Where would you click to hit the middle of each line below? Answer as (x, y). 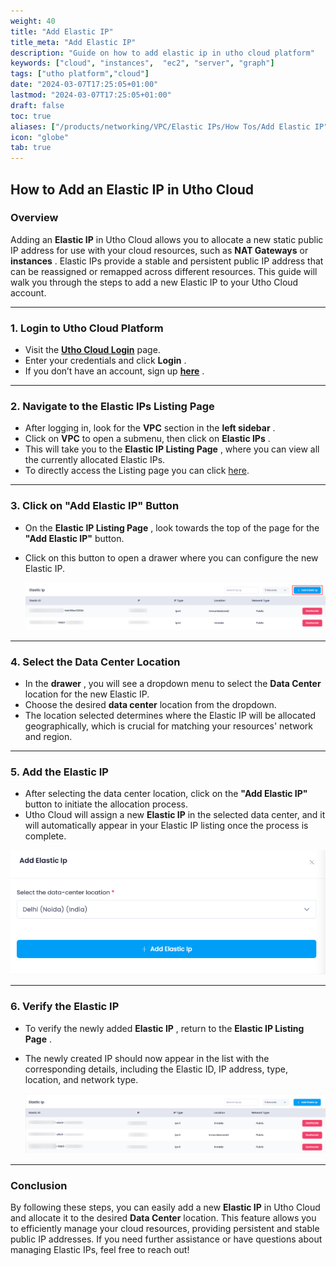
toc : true (31, 116)
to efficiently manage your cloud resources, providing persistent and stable (165, 1229)
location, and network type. (81, 1079)
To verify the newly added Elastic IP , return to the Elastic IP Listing (164, 1028)
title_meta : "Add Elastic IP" (73, 42)
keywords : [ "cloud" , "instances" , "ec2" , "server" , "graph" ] (142, 63)
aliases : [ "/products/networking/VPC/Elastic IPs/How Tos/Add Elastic (160, 126)
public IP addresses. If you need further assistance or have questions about (166, 1239)
